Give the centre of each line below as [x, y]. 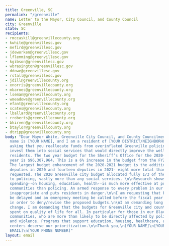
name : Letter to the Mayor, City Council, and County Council [72, 19]
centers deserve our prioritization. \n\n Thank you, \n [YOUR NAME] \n [82, 226]
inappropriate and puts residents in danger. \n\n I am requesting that [85, 193]
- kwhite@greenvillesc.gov [33, 43]
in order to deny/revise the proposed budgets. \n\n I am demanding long [87, 203]
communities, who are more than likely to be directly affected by [82, 217]
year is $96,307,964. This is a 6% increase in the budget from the [83, 160]
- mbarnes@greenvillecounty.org [39, 90]
